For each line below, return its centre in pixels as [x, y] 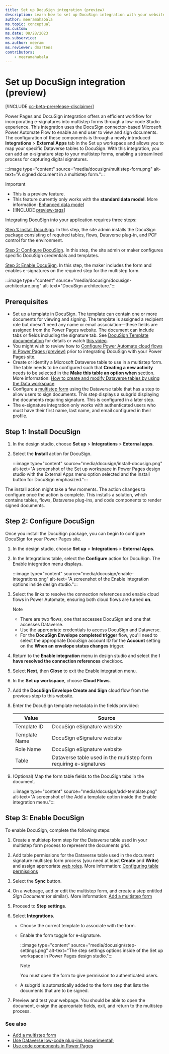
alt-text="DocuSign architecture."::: [79, 286]
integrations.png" [30, 579]
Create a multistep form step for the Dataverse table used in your [80, 840]
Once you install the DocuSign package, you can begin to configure [75, 533]
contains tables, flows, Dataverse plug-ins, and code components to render [83, 500]
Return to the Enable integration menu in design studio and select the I [86, 656]
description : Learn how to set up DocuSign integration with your [76, 15]
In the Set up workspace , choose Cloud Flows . [62, 680]
